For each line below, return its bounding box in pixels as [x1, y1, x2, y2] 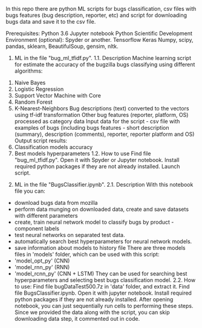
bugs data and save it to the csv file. [5, 18, 96, 25]
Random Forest [14, 98, 53, 105]
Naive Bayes [14, 79, 46, 86]
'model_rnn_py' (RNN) [14, 264, 70, 270]
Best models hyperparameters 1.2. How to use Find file [14, 150, 151, 157]
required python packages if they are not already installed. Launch [14, 163, 180, 170]
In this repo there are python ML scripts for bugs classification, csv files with [5, 5, 197, 12]
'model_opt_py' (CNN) [14, 257, 70, 264]
